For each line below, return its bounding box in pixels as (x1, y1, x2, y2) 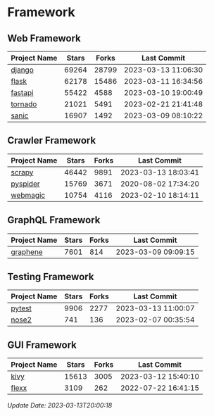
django (11, 65, 34, 75)
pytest (11, 303, 32, 313)
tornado (11, 99, 37, 109)
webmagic (11, 190, 46, 200)
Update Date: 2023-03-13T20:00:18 (7, 401, 113, 410)
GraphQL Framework (7, 214, 101, 226)
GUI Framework (7, 339, 77, 351)
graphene (11, 247, 44, 257)
